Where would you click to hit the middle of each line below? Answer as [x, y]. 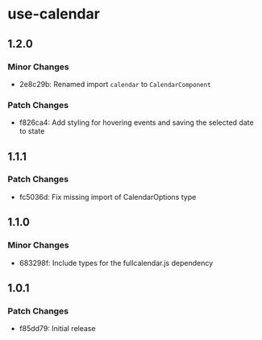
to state [32, 131]
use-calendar [54, 14]
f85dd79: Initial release [57, 329]
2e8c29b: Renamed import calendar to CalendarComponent [115, 84]
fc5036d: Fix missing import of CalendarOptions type [108, 197]
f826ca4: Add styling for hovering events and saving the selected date [137, 122]
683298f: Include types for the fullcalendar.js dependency [116, 263]
